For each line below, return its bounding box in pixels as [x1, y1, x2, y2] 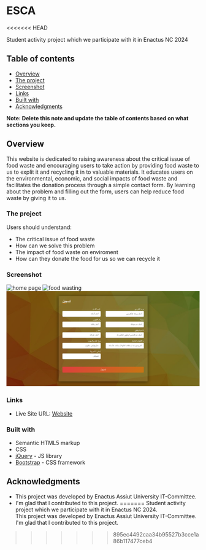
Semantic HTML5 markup [15, 440, 80, 447]
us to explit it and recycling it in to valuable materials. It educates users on [6, 168, 193, 176]
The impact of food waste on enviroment [15, 248, 118, 255]
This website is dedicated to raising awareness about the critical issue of [6, 155, 191, 163]
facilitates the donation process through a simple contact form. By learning [6, 181, 196, 188]
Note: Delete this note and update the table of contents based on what [6, 114, 189, 122]
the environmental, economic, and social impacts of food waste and [6, 174, 178, 182]
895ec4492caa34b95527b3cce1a [113, 530, 199, 538]
